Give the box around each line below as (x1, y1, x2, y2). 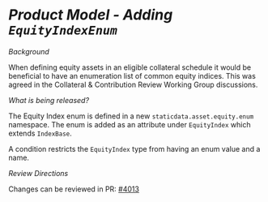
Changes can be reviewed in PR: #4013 (8, 184, 140, 194)
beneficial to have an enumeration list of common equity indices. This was (8, 71, 257, 80)
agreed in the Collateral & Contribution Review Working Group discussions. (8, 80, 258, 89)
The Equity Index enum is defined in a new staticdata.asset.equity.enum (8, 111, 254, 121)
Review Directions (8, 168, 69, 178)
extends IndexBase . (8, 128, 73, 138)
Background (8, 46, 50, 56)
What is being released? (8, 95, 90, 105)
